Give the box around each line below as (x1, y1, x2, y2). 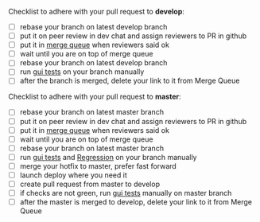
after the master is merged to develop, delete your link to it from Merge (19, 197, 253, 207)
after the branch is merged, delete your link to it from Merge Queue (19, 76, 240, 86)
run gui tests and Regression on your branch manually (19, 152, 197, 162)
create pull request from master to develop (19, 179, 161, 189)
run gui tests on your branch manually (19, 67, 145, 76)
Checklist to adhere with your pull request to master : (8, 92, 181, 102)
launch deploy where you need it (19, 170, 127, 180)
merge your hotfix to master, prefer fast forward (19, 161, 177, 170)
